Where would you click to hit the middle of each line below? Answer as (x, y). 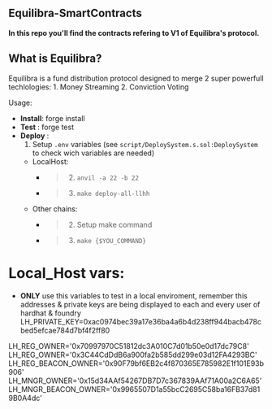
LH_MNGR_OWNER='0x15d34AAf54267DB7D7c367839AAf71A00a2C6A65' (135, 381)
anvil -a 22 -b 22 (108, 178)
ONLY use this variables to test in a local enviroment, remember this (134, 295)
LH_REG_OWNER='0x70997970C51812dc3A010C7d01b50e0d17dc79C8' (129, 346)
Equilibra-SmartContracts (75, 13)
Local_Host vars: (67, 273)
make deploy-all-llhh (113, 194)
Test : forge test (47, 127)
